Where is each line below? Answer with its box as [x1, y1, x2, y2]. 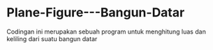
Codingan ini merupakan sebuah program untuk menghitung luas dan [6, 27, 207, 36]
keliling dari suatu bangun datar [6, 34, 98, 42]
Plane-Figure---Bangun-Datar [6, 5, 185, 21]
